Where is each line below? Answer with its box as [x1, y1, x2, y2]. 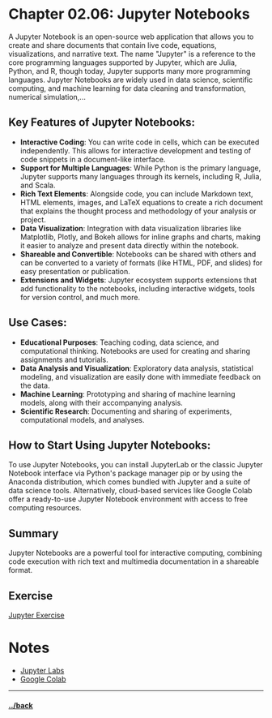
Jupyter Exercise [8, 610, 65, 620]
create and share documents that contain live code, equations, [8, 40, 217, 49]
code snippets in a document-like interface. [19, 154, 166, 164]
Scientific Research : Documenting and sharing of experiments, [19, 406, 232, 416]
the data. [19, 380, 50, 390]
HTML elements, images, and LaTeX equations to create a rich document [19, 197, 263, 207]
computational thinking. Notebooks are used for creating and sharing [19, 346, 251, 355]
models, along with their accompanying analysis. [19, 398, 184, 407]
